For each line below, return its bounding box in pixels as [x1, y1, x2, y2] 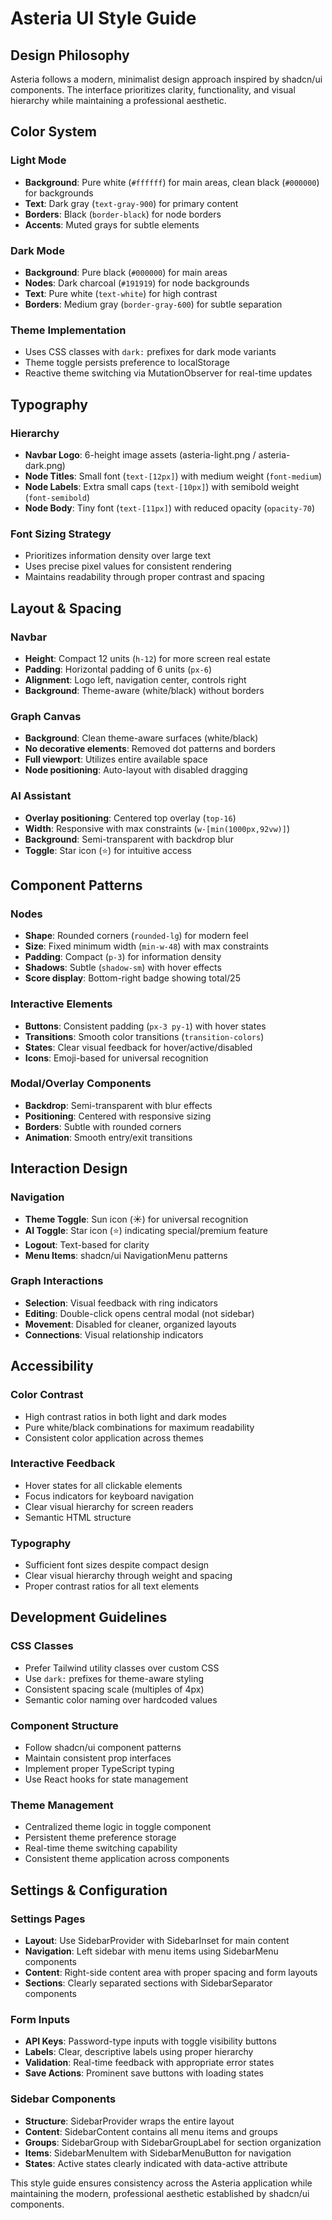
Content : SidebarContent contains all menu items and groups [24, 2125, 278, 2137]
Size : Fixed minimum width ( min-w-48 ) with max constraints [24, 940, 269, 952]
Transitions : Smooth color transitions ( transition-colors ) [24, 1030, 265, 1042]
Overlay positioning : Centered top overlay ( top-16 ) [24, 812, 237, 824]
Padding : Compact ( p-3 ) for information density [24, 951, 222, 963]
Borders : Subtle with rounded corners [24, 1120, 182, 1132]
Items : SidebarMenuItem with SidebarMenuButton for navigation [24, 2147, 292, 2159]
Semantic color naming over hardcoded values [24, 1693, 218, 1706]
